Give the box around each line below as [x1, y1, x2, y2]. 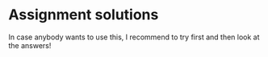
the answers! [8, 40, 52, 50]
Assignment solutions [8, 6, 159, 24]
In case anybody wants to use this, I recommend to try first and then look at [8, 32, 260, 42]
